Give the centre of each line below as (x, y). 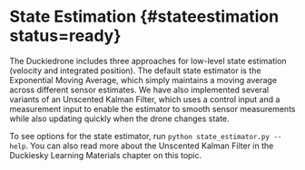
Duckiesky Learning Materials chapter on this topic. (106, 155)
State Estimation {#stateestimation (144, 17)
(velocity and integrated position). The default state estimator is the (135, 71)
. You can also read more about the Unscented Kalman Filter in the (150, 146)
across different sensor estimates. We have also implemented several (139, 90)
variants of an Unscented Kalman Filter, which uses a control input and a (145, 99)
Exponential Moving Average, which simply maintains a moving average (143, 80)
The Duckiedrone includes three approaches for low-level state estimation (148, 61)
